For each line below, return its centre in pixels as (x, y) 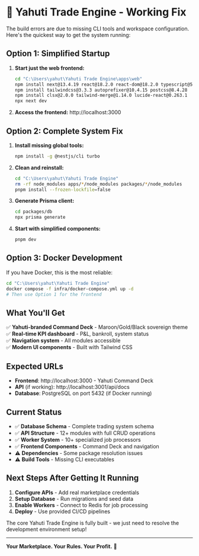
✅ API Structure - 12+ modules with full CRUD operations (85, 433)
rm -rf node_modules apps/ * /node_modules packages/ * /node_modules (98, 184)
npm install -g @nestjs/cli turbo (57, 156)
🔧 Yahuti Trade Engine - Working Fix (96, 12)
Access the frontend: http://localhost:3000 (68, 112)
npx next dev (31, 101)
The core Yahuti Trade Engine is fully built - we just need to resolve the (93, 523)
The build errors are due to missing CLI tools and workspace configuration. (98, 29)
